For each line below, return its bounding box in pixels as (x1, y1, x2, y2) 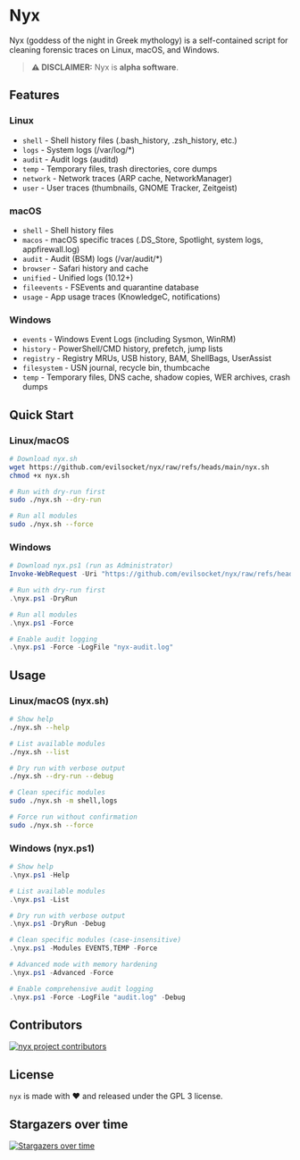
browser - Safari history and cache (21, 263, 149, 273)
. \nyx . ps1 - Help (9, 870, 70, 879)
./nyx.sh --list (9, 747, 70, 756)
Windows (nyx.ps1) (9, 842, 96, 854)
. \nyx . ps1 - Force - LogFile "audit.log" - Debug (9, 993, 186, 1002)
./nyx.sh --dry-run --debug (9, 772, 114, 781)
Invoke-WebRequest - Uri (9, 569, 98, 579)
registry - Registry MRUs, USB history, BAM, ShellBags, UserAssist (21, 353, 272, 364)
